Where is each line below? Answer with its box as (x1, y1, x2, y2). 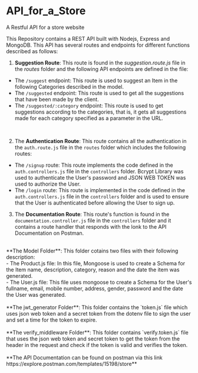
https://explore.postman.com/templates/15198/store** (6, 360, 137, 367)
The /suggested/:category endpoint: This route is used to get (14, 102, 163, 109)
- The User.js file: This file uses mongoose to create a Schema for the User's (6, 278, 193, 286)
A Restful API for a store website (6, 24, 85, 31)
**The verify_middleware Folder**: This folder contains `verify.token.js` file (6, 329, 189, 336)
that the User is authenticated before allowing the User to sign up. (14, 199, 175, 206)
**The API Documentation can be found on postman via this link (6, 353, 163, 361)
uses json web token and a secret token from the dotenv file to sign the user (6, 310, 191, 317)
